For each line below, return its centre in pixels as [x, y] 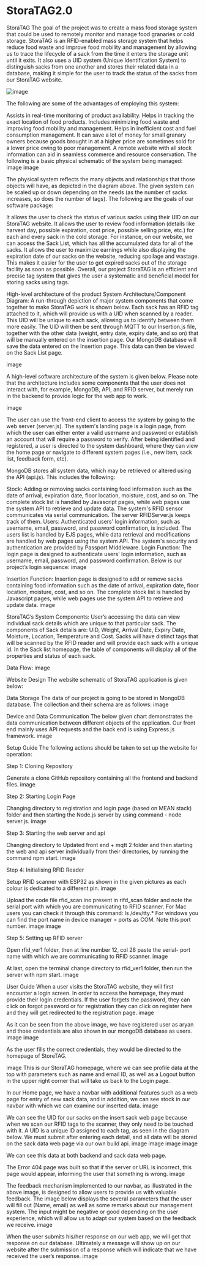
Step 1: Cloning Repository [40, 766]
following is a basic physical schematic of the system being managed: [95, 160]
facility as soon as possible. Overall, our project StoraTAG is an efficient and [102, 269]
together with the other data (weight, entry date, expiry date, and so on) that [102, 333]
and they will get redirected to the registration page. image [80, 1012]
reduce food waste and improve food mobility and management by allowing [102, 47]
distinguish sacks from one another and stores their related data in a [92, 66]
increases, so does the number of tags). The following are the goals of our [100, 198]
